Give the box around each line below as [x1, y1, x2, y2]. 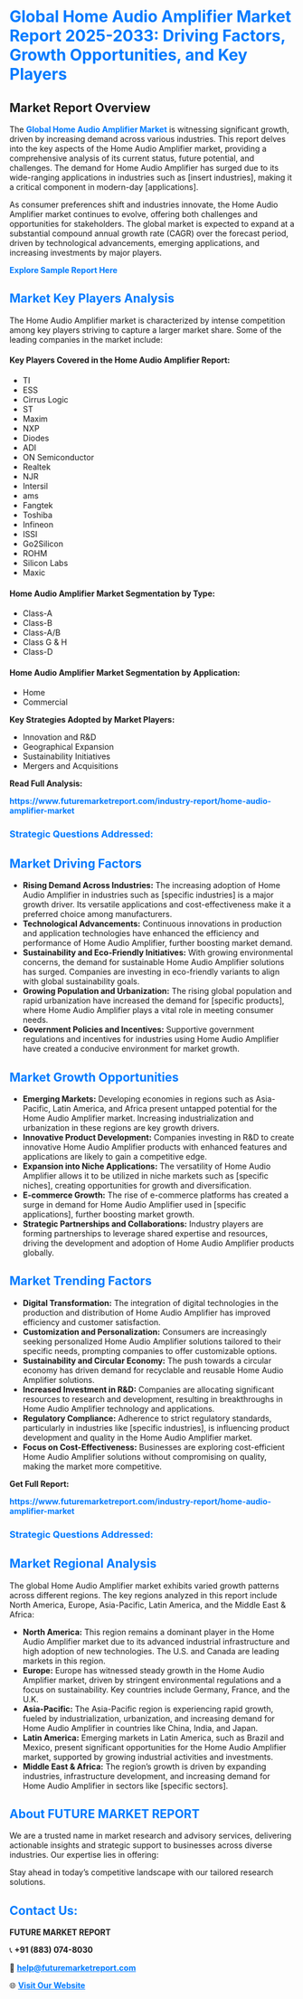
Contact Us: [9, 1902, 79, 1918]
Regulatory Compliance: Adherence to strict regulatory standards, [22, 1413, 272, 1424]
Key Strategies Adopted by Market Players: [9, 715, 175, 725]
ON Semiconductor [22, 452, 95, 463]
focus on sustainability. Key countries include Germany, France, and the [22, 1684, 291, 1695]
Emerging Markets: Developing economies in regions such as [22, 1093, 254, 1104]
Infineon [22, 519, 54, 530]
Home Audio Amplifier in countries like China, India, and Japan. [22, 1722, 259, 1733]
